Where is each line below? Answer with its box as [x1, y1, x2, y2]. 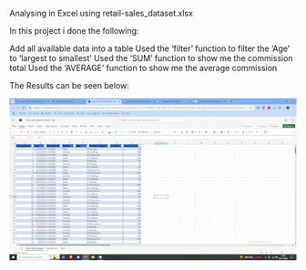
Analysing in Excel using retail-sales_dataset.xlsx [9, 8, 194, 18]
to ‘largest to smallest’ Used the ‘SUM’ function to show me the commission [9, 53, 293, 63]
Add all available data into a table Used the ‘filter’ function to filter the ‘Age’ [9, 43, 291, 54]
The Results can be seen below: [9, 80, 129, 90]
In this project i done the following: [9, 26, 139, 36]
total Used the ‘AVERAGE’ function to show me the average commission [9, 63, 278, 73]
